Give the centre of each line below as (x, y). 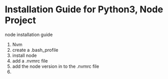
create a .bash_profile (35, 50)
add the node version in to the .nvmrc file (56, 66)
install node (24, 55)
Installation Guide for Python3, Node (84, 9)
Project (20, 20)
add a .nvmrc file (30, 61)
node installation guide (29, 34)
